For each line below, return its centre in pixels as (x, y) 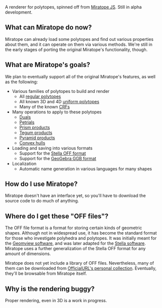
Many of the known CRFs (45, 107)
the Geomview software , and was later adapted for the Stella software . (76, 243)
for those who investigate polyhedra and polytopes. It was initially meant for (81, 238)
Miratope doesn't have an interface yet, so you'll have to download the (75, 196)
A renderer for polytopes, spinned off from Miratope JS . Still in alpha (73, 7)
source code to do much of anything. (42, 201)
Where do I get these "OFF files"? (57, 216)
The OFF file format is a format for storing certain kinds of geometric (73, 228)
